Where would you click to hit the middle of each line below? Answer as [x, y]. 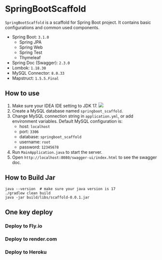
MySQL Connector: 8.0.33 [38, 73]
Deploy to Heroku [26, 252]
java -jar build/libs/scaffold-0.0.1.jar [47, 197]
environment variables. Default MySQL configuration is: [67, 121]
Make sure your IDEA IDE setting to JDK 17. [55, 106]
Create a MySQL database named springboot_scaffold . [67, 111]
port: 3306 [29, 131]
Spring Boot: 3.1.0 [30, 37]
